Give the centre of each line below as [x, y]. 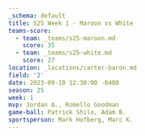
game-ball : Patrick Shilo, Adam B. [67, 113]
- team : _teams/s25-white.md [64, 53]
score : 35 [39, 46]
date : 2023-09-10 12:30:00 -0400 [64, 82]
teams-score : [30, 30]
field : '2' [26, 75]
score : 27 [39, 61]
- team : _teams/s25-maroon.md [65, 38]
